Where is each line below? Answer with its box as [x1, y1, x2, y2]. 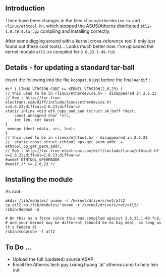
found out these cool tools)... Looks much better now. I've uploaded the [5, 43, 154, 49]
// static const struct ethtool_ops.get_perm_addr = [5, 139, 123, 144]
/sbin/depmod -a [5, 207, 39, 212]
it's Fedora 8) [5, 225, 37, 230]
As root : [5, 189, 23, 195]
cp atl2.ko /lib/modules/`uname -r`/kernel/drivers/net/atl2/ [5, 203, 139, 208]
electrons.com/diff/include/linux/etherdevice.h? [5, 99, 112, 105]
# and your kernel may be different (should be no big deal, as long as [5, 220, 161, 226]
